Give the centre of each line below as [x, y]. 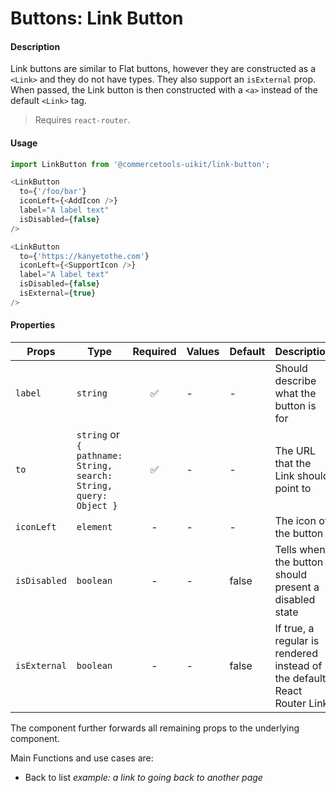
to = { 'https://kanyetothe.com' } [84, 256]
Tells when [300, 550]
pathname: [99, 456]
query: [92, 496]
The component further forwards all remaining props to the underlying [155, 728]
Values [203, 352]
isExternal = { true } [58, 293]
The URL [295, 451]
